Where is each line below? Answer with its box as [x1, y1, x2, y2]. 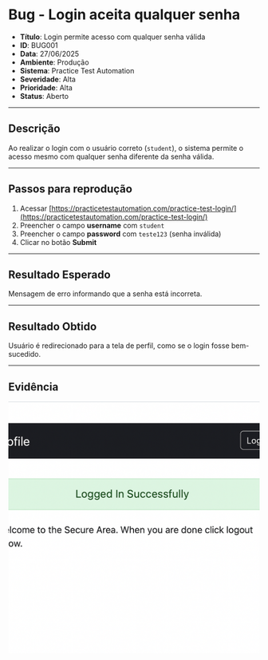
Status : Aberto [19, 91, 69, 101]
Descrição [8, 122, 61, 136]
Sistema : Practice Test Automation [19, 65, 135, 75]
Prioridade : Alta [19, 82, 73, 93]
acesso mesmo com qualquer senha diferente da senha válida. [8, 152, 215, 161]
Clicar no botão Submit [19, 237, 97, 247]
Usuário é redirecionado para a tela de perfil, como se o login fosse [8, 341, 230, 350]
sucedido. [8, 350, 41, 359]
